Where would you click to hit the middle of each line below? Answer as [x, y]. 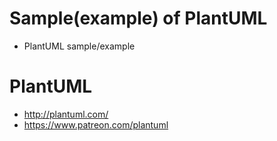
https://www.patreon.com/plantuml [96, 124]
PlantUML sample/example [79, 46]
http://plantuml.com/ [66, 114]
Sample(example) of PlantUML [138, 18]
